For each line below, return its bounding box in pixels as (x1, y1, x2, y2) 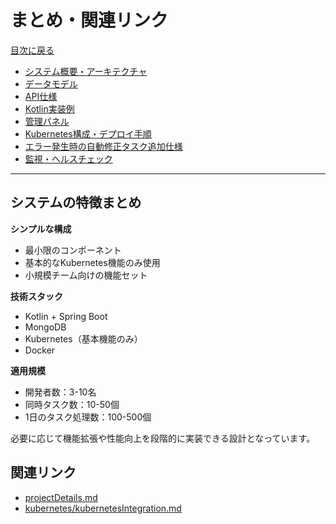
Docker (24, 344, 56, 356)
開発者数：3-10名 (24, 386, 97, 398)
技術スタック (10, 290, 63, 302)
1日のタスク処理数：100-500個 (24, 411, 152, 423)
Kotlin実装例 (24, 102, 75, 115)
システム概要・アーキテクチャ (24, 65, 148, 77)
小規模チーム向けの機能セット (24, 269, 148, 281)
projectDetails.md (24, 491, 98, 503)
